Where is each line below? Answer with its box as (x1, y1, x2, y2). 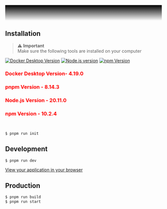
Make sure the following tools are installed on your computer (17, 48, 142, 54)
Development (5, 145, 48, 153)
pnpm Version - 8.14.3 (5, 83, 60, 90)
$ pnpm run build (5, 195, 41, 200)
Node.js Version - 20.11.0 (5, 97, 67, 104)
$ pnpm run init (5, 131, 39, 136)
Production (5, 181, 41, 190)
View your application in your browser (5, 167, 83, 173)
